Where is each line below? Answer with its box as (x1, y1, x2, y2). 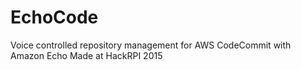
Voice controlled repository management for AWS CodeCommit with (10, 39, 292, 51)
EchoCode (10, 6, 99, 29)
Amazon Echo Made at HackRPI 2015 (10, 49, 163, 61)
